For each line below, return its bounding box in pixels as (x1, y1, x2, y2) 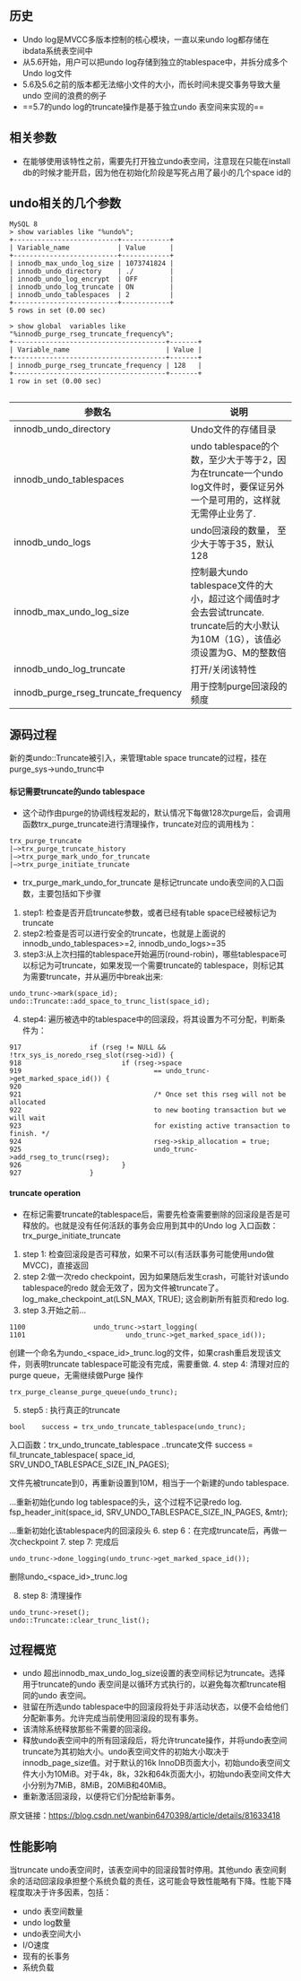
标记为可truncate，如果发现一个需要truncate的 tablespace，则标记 (30, 960, 277, 971)
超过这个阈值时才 (208, 593, 280, 606)
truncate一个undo (208, 467, 284, 480)
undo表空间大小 (21, 1928, 82, 1940)
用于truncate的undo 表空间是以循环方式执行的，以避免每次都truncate (21, 1679, 279, 1689)
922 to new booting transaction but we (9, 1106, 287, 1115)
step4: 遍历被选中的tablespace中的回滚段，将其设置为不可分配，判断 (21, 1014, 278, 1025)
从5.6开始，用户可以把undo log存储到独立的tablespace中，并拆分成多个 (21, 57, 288, 67)
